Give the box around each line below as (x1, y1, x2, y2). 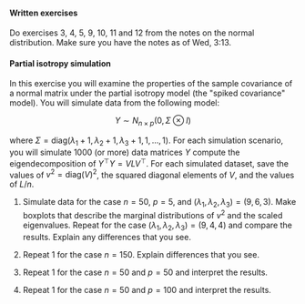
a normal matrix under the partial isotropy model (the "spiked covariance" (9, 87, 286, 99)
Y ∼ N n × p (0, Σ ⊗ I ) (115, 115, 191, 128)
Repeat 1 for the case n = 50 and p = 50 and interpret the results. (22, 267, 269, 278)
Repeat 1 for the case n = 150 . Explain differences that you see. (22, 248, 259, 259)
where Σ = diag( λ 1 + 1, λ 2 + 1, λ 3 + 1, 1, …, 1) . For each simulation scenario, (9, 135, 284, 147)
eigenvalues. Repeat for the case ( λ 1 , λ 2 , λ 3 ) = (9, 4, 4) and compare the (22, 219, 293, 232)
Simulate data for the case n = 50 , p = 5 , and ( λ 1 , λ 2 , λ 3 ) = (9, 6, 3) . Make (22, 197, 297, 209)
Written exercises (9, 7, 78, 18)
